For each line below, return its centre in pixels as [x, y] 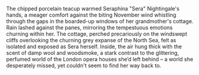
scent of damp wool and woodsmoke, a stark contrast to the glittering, [93, 53]
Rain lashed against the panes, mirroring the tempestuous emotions [90, 27]
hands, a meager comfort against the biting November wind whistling [91, 15]
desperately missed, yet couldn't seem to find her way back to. [84, 65]
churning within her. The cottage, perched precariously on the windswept [97, 34]
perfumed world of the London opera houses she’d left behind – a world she [100, 59]
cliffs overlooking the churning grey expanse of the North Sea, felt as [91, 40]
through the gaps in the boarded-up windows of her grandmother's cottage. [100, 21]
